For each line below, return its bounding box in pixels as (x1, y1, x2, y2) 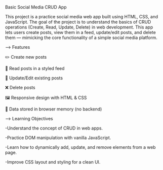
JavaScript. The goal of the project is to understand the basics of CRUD (5, 19, 152, 25)
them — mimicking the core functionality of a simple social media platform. (5, 34, 158, 40)
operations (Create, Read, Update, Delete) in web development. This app (5, 24, 153, 30)
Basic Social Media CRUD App (5, 4, 67, 10)
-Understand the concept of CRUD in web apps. (5, 125, 103, 131)
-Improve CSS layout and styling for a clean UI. (5, 159, 101, 165)
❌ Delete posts (5, 85, 36, 90)
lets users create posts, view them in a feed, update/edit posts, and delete (5, 30, 156, 35)
